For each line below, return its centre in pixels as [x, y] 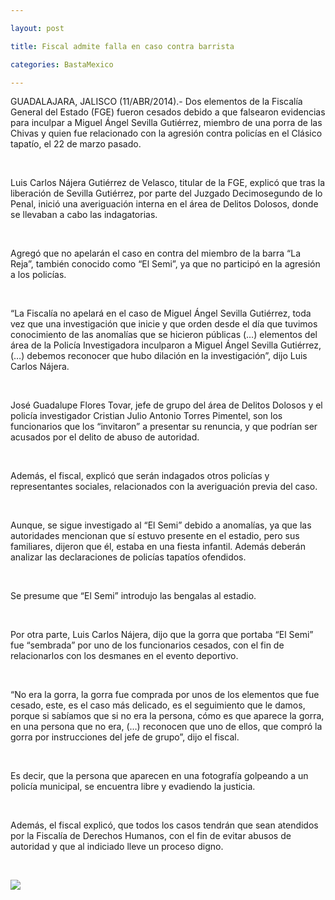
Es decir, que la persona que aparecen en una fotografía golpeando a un [159, 776]
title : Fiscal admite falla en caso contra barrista [122, 46]
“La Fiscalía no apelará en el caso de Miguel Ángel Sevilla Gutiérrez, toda [161, 313]
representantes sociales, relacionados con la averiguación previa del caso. [164, 487]
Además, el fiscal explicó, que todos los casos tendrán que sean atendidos [164, 825]
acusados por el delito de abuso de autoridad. [105, 437]
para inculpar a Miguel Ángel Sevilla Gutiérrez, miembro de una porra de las [166, 123]
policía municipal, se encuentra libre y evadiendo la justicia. [133, 787]
